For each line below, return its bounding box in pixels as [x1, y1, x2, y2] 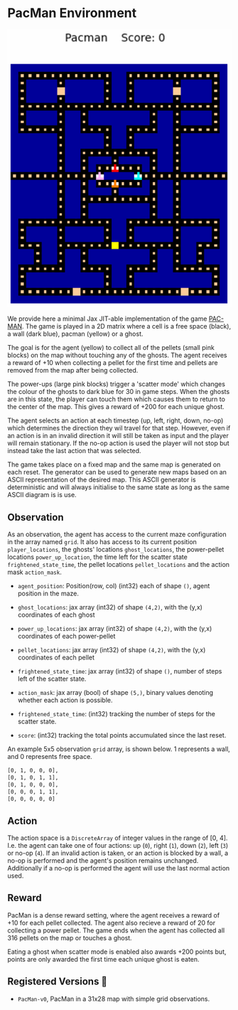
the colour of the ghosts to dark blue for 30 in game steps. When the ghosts [7, 388, 230, 396]
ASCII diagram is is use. [7, 491, 77, 499]
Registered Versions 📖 [7, 976, 108, 988]
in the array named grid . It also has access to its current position [7, 538, 198, 546]
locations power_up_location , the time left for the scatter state [7, 553, 188, 561]
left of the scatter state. [17, 674, 87, 684]
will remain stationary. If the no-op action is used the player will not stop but [7, 439, 229, 447]
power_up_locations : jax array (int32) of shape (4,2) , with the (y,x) [17, 624, 212, 633]
